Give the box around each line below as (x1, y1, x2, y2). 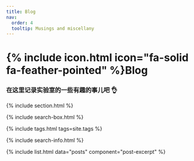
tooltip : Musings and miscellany (11, 25, 95, 32)
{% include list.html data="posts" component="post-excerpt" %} (6, 148, 166, 155)
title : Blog (6, 8, 36, 15)
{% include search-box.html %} (6, 113, 84, 120)
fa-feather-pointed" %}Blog (6, 64, 148, 78)
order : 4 (11, 20, 33, 26)
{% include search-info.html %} (6, 137, 84, 144)
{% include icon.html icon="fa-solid (6, 51, 189, 64)
